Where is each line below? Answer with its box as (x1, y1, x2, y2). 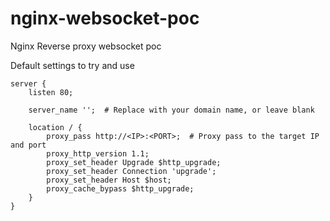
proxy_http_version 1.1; (46, 148, 150, 159)
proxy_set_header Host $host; (46, 175, 172, 185)
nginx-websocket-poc (10, 7, 200, 30)
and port (10, 140, 47, 150)
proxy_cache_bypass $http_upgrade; (46, 183, 195, 194)
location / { (28, 122, 83, 132)
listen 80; (28, 87, 74, 97)
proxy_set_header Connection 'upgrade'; (46, 166, 217, 176)
